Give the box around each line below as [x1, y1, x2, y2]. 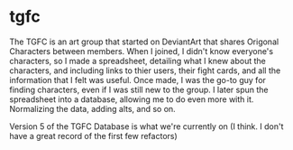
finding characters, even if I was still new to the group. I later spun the [9, 84, 269, 95]
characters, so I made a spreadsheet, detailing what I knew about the [9, 55, 266, 66]
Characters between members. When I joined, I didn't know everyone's [9, 45, 273, 56]
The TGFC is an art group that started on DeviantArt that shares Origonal [9, 36, 279, 47]
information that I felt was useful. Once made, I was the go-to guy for [9, 74, 266, 85]
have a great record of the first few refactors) [9, 130, 178, 141]
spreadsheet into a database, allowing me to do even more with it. [9, 93, 254, 105]
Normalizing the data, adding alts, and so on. [9, 103, 176, 114]
